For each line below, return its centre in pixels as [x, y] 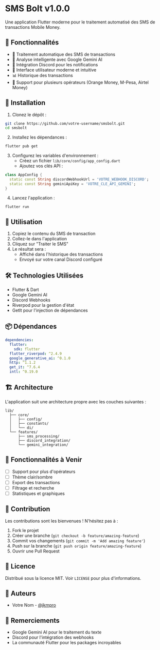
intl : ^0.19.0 [24, 372]
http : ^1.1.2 [23, 363]
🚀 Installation [25, 103]
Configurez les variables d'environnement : [55, 156]
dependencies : [19, 340]
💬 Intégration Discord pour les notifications [55, 64]
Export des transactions [36, 482]
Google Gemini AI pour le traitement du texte [57, 632]
